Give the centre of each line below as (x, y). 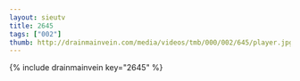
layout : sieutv (37, 17)
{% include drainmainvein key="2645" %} (86, 68)
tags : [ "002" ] (36, 34)
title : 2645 (31, 26)
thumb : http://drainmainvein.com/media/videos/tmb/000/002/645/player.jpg (151, 42)
